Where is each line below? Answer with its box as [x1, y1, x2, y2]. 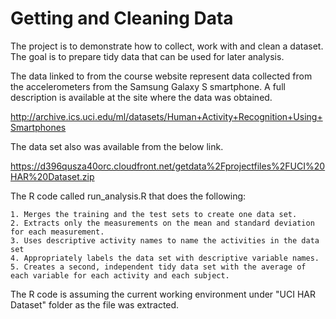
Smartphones [10, 121, 67, 133]
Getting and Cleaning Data [10, 7, 234, 30]
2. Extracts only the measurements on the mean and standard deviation [10, 218, 315, 228]
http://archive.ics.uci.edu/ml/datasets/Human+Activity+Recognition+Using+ [10, 110, 323, 122]
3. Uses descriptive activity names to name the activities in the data [10, 235, 320, 246]
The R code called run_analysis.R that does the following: [10, 190, 247, 202]
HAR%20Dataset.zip [10, 170, 95, 182]
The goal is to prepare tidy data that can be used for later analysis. [10, 50, 285, 62]
